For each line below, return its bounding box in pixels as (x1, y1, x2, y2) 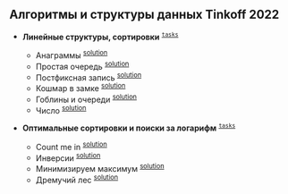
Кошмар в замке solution (35, 81, 126, 94)
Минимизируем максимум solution (35, 162, 165, 174)
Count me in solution (35, 140, 107, 152)
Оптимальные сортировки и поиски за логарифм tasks (21, 122, 236, 133)
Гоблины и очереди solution (35, 93, 137, 105)
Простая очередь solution (35, 60, 130, 72)
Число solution (35, 103, 87, 115)
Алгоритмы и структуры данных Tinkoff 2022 (9, 7, 280, 22)
